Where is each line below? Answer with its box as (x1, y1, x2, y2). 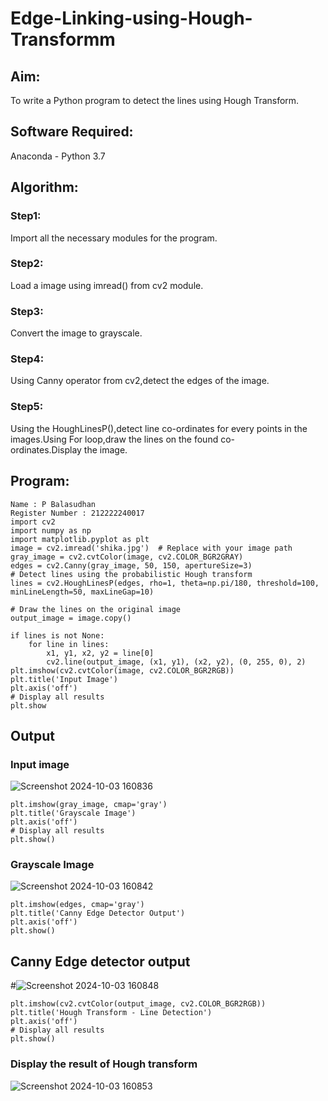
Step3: (10, 304, 44, 318)
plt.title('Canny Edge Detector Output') (10, 908, 186, 919)
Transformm (10, 28, 116, 51)
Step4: (10, 352, 45, 366)
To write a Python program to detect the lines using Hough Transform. (10, 95, 300, 106)
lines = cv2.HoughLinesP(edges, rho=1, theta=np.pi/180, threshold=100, (10, 578, 320, 588)
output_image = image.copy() (10, 613, 132, 623)
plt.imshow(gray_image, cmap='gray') (10, 800, 168, 810)
